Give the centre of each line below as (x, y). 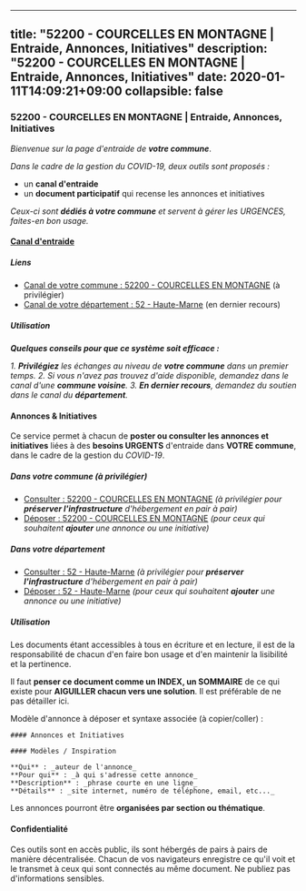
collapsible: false (174, 91)
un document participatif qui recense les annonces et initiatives (144, 193)
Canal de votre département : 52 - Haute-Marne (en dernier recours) (152, 305)
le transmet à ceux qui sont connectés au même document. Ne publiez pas (151, 868)
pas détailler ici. (40, 701)
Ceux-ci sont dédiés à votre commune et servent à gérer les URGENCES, (148, 211)
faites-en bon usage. (49, 220)
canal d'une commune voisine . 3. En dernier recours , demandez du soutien (153, 385)
